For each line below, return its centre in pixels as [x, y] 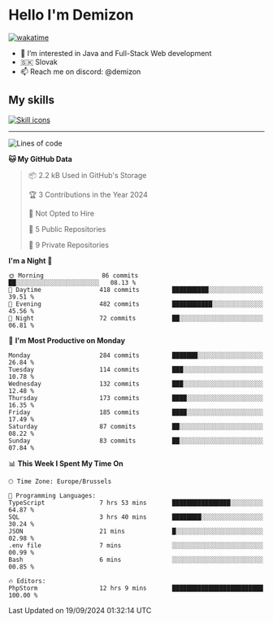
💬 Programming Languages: [52, 495]
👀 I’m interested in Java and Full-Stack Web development [116, 53]
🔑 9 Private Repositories [69, 245]
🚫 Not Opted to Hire [61, 213]
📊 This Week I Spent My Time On [66, 463]
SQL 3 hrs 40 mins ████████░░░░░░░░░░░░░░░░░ [136, 517]
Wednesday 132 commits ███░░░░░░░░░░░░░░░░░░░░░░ [136, 384]
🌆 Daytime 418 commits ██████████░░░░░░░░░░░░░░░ [136, 290]
